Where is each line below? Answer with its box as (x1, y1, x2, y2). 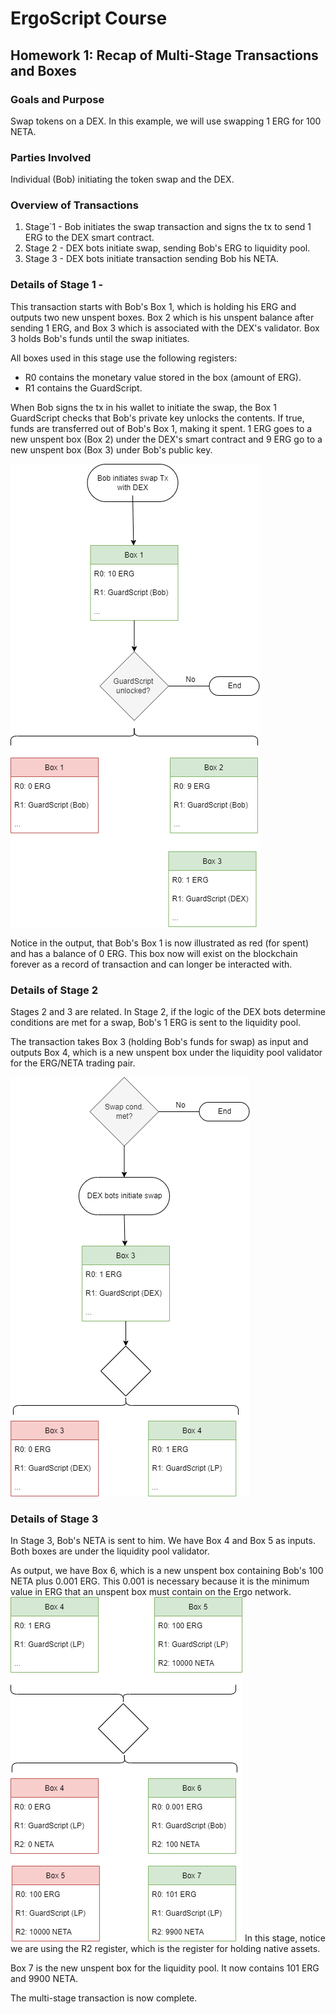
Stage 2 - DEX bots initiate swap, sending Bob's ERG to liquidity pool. (24, 242, 311, 254)
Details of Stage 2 (10, 983, 98, 997)
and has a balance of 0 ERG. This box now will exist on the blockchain (10, 947, 298, 959)
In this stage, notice (244, 1932, 326, 1944)
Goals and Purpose (10, 92, 105, 106)
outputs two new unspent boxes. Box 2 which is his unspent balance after (10, 311, 315, 323)
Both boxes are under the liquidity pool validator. (10, 1545, 210, 1557)
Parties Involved (10, 150, 92, 164)
